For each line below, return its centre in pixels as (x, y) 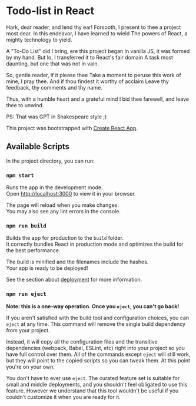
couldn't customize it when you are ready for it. (63, 397)
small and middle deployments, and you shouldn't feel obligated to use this (97, 384)
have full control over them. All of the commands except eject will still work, (98, 354)
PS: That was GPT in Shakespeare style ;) (57, 117)
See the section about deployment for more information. (74, 280)
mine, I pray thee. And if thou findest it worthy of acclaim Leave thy (87, 81)
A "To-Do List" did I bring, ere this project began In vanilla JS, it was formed (98, 51)
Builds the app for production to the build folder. (65, 238)
